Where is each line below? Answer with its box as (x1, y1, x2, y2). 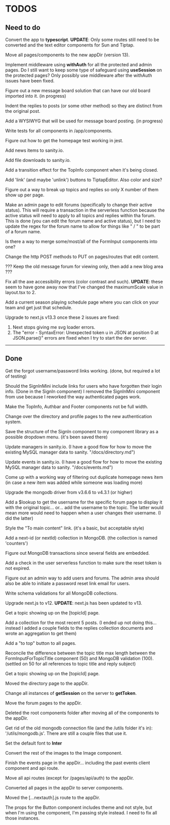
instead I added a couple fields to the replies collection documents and (5, 625, 153, 631)
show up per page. (5, 192, 45, 198)
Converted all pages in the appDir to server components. (5, 785, 124, 791)
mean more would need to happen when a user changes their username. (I (5, 510, 161, 516)
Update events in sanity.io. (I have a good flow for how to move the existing (5, 459, 162, 465)
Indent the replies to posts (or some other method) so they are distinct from (5, 103, 163, 109)
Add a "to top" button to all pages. (5, 640, 77, 646)
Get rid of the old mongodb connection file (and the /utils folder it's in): (5, 725, 153, 731)
